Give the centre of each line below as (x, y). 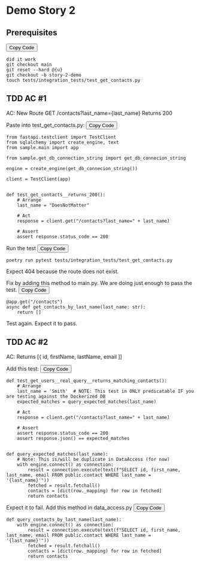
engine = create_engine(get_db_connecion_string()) (72, 168)
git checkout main (29, 65)
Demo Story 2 (41, 10)
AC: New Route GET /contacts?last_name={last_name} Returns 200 (89, 113)
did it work (21, 59)
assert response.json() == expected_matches (73, 438)
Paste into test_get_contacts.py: (46, 125)
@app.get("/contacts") (34, 302)
